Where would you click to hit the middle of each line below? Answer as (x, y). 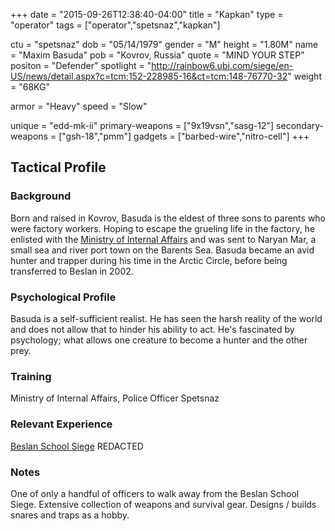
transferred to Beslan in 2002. (72, 271)
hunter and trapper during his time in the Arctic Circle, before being (149, 260)
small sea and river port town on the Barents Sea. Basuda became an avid (162, 250)
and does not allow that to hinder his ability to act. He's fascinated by (152, 329)
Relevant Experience (61, 424)
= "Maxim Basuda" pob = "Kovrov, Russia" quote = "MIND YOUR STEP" (157, 55)
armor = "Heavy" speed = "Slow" (79, 106)
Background (41, 196)
